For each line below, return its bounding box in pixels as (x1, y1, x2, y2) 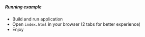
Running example (5, 4, 42, 10)
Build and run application (12, 16, 63, 22)
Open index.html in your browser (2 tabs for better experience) (12, 21, 141, 27)
